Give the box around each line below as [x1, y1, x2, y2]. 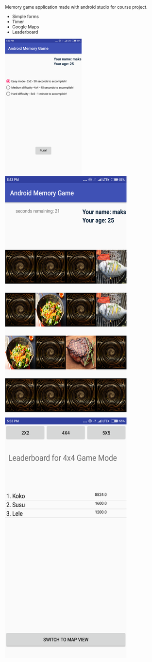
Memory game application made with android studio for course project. [5, 4, 148, 10]
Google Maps [12, 24, 39, 30]
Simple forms [12, 14, 39, 19]
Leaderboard [12, 29, 38, 35]
